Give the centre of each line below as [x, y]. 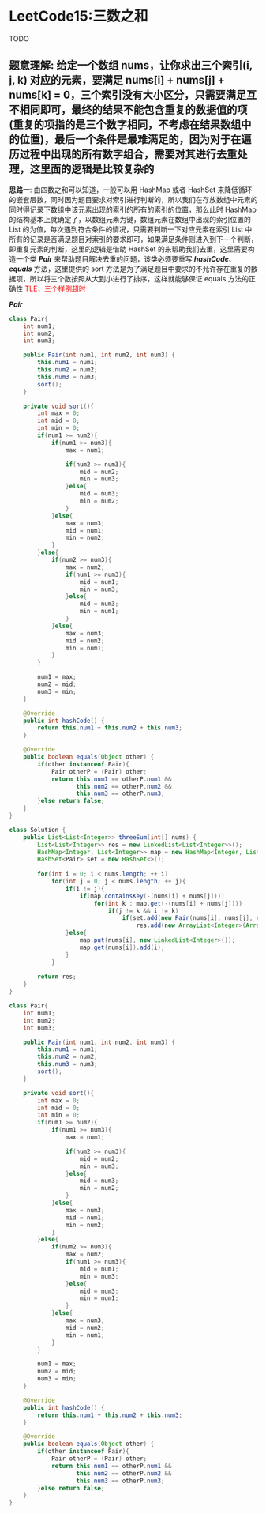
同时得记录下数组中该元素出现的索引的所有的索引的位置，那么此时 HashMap [133, 209]
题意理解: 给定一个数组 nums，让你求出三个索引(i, [131, 65]
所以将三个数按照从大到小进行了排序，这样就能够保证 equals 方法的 [139, 278]
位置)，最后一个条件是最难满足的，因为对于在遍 [135, 139]
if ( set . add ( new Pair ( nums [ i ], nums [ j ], [187, 918]
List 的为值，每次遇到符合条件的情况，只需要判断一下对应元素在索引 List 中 [131, 229]
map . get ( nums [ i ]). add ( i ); [122, 947]
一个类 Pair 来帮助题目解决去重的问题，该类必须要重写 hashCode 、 [126, 258]
